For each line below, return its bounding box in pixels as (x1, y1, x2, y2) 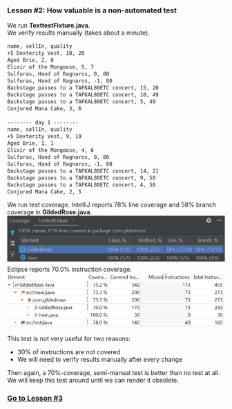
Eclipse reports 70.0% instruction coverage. (7, 265, 133, 273)
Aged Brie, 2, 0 (7, 57, 54, 64)
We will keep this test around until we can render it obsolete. (7, 376, 180, 385)
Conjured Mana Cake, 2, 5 (7, 189, 81, 195)
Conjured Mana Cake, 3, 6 (7, 105, 81, 112)
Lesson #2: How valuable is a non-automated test (7, 6, 177, 15)
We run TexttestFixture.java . (7, 21, 90, 30)
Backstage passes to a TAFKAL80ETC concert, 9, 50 (7, 175, 156, 182)
